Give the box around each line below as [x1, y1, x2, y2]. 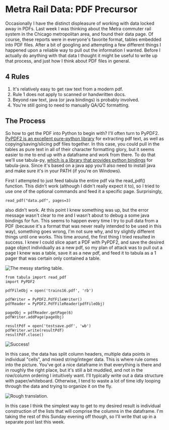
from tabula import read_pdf [5, 274, 67, 280]
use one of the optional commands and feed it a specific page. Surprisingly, [5, 188, 163, 194]
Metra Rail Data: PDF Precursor [5, 4, 138, 15]
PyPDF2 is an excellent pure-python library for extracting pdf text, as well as [5, 135, 164, 141]
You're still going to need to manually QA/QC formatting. [12, 102, 130, 108]
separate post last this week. [5, 418, 65, 425]
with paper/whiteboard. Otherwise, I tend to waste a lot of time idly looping [5, 377, 160, 384]
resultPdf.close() [5, 332, 44, 337]
